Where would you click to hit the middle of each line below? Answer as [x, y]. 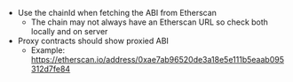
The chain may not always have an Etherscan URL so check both [150, 22]
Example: [48, 50]
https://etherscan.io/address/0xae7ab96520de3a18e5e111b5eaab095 [157, 60]
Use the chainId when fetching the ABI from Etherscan [117, 13]
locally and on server [69, 31]
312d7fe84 [51, 69]
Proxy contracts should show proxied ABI [93, 41]
